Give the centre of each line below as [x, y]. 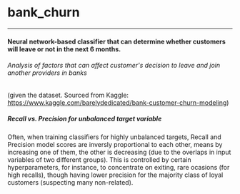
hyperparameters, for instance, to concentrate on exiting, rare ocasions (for [119, 167]
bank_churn [44, 12]
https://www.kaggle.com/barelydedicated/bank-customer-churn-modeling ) [118, 102]
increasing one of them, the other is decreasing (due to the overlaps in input [119, 152]
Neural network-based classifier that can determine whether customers [117, 41]
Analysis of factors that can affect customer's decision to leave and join [114, 66]
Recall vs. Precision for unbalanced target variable [85, 119]
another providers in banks [47, 73]
